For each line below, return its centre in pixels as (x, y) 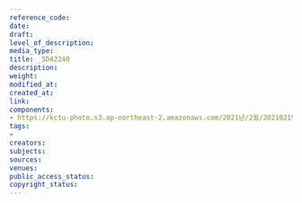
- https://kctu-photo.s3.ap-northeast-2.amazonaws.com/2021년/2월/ (136, 118)
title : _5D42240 (40, 59)
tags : (19, 127)
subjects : (28, 151)
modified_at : (34, 84)
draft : (22, 34)
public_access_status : (52, 176)
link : (19, 101)
